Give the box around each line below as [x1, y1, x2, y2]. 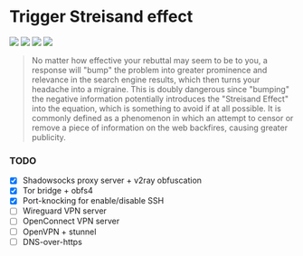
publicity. [31, 131, 66, 142]
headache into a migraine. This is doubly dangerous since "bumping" [31, 83, 289, 94]
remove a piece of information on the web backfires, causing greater [31, 122, 288, 133]
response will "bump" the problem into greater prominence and [31, 64, 268, 75]
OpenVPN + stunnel [22, 226, 97, 237]
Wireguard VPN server [22, 205, 107, 216]
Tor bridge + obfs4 [22, 185, 93, 196]
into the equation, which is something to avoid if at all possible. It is [31, 102, 282, 114]
